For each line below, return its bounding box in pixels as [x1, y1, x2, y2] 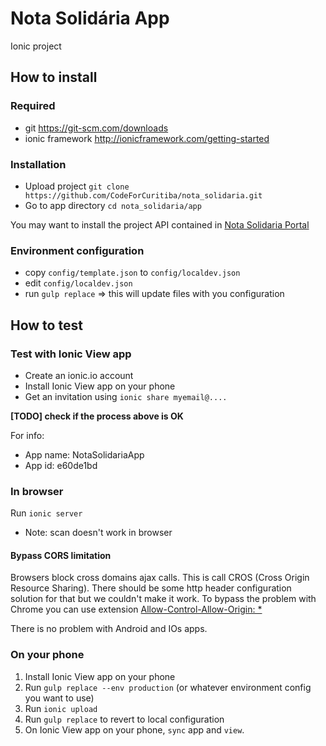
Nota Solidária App [10, 7, 170, 30]
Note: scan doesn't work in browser [24, 527, 173, 539]
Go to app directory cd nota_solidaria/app [24, 199, 202, 211]
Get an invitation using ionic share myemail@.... [24, 390, 228, 402]
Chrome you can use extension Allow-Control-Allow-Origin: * [10, 603, 263, 616]
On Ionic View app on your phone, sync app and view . [24, 723, 245, 736]
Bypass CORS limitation [10, 549, 112, 561]
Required [10, 99, 56, 113]
